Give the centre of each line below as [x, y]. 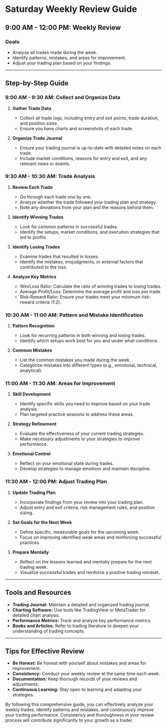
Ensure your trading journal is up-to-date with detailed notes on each [90, 148]
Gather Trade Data [32, 108]
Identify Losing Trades [36, 246]
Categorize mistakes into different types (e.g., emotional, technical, [88, 365]
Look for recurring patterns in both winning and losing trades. [83, 335]
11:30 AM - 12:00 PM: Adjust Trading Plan [56, 482]
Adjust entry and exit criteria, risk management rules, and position [87, 507]
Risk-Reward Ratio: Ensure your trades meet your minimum [80, 297]
